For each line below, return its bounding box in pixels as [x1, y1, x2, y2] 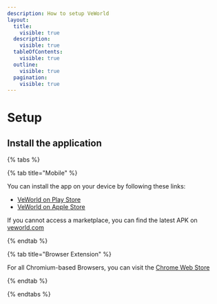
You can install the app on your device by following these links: [7, 182, 186, 191]
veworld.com [7, 224, 45, 232]
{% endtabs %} [7, 290, 51, 298]
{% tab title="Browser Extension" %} [7, 250, 112, 259]
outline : [13, 61, 39, 68]
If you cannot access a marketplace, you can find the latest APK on [7, 216, 198, 224]
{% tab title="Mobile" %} [7, 169, 78, 177]
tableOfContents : [13, 49, 63, 56]
